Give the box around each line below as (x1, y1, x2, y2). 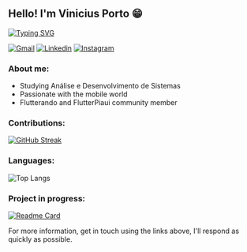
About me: (8, 63, 50, 74)
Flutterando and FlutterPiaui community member (19, 98, 178, 107)
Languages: (8, 155, 55, 166)
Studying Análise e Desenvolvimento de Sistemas (19, 81, 182, 91)
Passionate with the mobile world (19, 89, 128, 99)
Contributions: (8, 118, 65, 129)
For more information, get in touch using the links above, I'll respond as (8, 226, 239, 235)
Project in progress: (8, 193, 85, 204)
